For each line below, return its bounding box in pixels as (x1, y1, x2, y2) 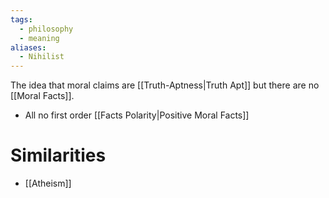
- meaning (19, 33, 60, 43)
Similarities (10, 144, 107, 167)
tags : (10, 14, 33, 25)
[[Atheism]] (24, 177, 72, 190)
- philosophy (19, 24, 74, 34)
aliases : (10, 42, 47, 53)
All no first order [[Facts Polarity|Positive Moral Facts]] (24, 109, 250, 121)
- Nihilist (19, 52, 65, 62)
